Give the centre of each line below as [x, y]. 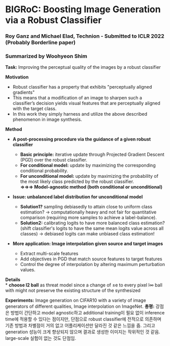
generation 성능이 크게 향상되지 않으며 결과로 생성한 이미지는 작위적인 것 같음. [83, 332]
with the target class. [35, 109]
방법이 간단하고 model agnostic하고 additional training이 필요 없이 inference [88, 313]
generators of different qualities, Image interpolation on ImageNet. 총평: [80, 306]
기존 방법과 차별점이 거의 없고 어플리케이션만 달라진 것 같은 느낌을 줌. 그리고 [80, 326]
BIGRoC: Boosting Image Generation [83, 9]
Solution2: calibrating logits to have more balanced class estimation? [92, 223]
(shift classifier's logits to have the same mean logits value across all [92, 228]
